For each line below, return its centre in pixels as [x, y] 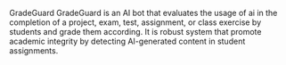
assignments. [34, 51]
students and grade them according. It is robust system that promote [135, 32]
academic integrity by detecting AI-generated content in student [127, 41]
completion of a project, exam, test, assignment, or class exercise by [135, 22]
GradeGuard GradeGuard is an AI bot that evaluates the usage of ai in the [143, 13]
